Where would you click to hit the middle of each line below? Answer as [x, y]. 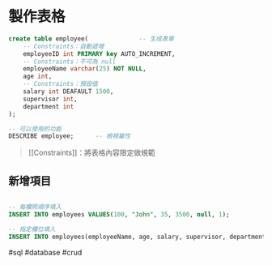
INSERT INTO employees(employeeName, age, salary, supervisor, [117, 237]
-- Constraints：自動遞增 [64, 46]
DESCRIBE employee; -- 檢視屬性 [70, 136]
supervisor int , [51, 99]
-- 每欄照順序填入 [35, 207]
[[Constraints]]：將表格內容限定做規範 [91, 153]
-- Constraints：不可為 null [70, 62]
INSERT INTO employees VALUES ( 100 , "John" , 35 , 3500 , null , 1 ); [119, 215]
